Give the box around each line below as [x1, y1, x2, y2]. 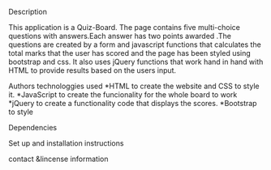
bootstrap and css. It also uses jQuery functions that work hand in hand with [8, 57, 264, 66]
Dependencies [8, 123, 58, 132]
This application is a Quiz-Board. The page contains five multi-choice [8, 23, 241, 32]
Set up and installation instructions [8, 138, 124, 148]
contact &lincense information [8, 154, 109, 164]
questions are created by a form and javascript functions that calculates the [8, 40, 261, 49]
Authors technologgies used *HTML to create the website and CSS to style [8, 81, 260, 91]
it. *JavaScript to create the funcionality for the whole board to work [8, 90, 238, 100]
